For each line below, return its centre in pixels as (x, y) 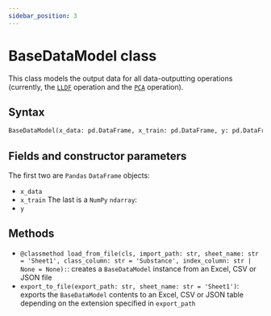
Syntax (27, 112)
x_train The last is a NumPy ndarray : (78, 200)
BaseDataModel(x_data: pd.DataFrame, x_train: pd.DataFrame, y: (119, 131)
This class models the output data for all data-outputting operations (121, 78)
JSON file (36, 277)
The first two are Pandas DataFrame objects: (79, 175)
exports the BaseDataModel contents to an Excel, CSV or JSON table (132, 294)
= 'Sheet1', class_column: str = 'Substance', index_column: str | (135, 261)
